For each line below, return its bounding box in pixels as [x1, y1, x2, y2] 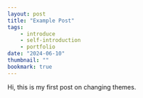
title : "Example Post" [7, 17, 75, 24]
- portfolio [20, 43, 55, 50]
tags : [7, 23, 23, 31]
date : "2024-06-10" [7, 50, 65, 58]
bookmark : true [7, 63, 53, 70]
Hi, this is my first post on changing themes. [7, 82, 137, 91]
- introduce [20, 30, 55, 38]
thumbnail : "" [7, 57, 50, 64]
